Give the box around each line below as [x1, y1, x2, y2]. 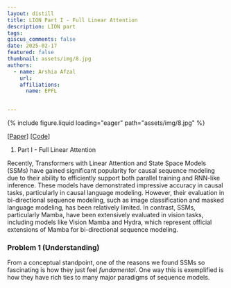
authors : [7, 62, 33, 69]
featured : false [7, 49, 54, 56]
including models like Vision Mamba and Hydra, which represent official [7, 218, 212, 226]
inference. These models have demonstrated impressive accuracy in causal [7, 181, 223, 189]
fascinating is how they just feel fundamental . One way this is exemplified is [7, 266, 224, 274]
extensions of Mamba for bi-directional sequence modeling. [7, 226, 178, 234]
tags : [7, 29, 23, 37]
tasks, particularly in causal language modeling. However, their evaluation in [7, 189, 225, 197]
